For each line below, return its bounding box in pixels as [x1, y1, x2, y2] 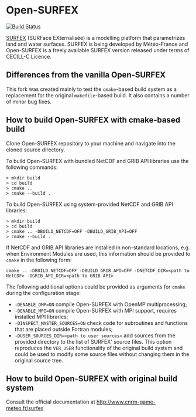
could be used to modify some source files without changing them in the [14, 350, 190, 358]
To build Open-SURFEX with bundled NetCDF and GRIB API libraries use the [6, 157, 189, 164]
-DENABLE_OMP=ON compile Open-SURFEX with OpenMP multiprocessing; [14, 300, 187, 308]
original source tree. [14, 357, 63, 364]
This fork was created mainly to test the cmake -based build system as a [6, 86, 177, 93]
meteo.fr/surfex [6, 405, 44, 412]
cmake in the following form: [6, 256, 72, 263]
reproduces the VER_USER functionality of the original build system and [14, 344, 183, 351]
